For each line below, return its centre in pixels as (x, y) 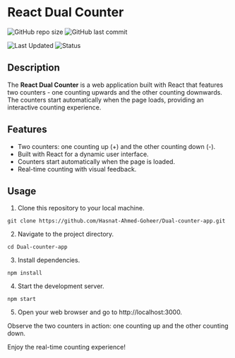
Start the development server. (61, 286)
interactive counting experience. (54, 107)
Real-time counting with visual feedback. (77, 169)
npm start (22, 299)
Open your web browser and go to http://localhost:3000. (100, 312)
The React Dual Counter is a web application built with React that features (115, 85)
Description (34, 68)
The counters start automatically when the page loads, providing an (106, 100)
